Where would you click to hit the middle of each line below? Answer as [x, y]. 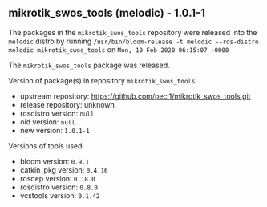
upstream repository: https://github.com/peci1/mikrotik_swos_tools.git [135, 96]
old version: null [48, 122]
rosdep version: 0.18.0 [58, 178]
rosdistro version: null [57, 113]
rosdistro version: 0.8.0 [59, 187]
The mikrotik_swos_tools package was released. [89, 65]
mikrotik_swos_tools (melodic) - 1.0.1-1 [107, 13]
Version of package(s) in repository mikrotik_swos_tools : [103, 80]
